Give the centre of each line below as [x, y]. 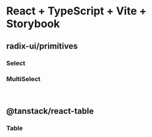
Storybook [33, 24]
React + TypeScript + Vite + [77, 11]
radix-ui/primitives [42, 46]
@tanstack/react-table [50, 111]
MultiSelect [23, 79]
